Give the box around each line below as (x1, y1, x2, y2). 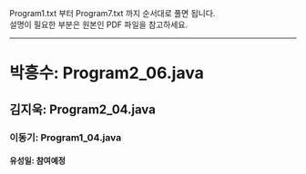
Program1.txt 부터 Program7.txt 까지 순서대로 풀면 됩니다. (9, 8, 216, 18)
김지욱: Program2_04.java (9, 101, 157, 117)
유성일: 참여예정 (9, 155, 66, 166)
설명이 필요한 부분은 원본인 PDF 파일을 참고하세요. (9, 19, 189, 30)
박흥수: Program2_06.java (9, 63, 205, 83)
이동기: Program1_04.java (9, 130, 122, 143)
